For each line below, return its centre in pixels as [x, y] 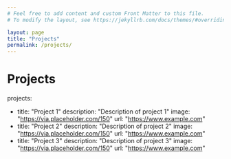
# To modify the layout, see [49, 20]
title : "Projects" [33, 39]
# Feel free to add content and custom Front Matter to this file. [106, 13]
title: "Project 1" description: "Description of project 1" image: [103, 112]
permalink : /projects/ [40, 45]
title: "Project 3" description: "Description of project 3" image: [105, 141]
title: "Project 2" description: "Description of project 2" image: [104, 126]
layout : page [26, 32]
